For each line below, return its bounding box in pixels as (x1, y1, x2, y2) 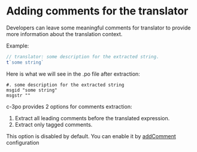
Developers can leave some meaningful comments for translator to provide (6, 24, 191, 31)
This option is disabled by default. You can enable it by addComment (6, 132, 177, 139)
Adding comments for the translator (6, 4, 189, 18)
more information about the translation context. (6, 30, 123, 37)
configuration (6, 139, 40, 146)
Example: (6, 42, 29, 49)
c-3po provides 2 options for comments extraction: (6, 103, 132, 110)
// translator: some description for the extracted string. (6, 53, 160, 59)
